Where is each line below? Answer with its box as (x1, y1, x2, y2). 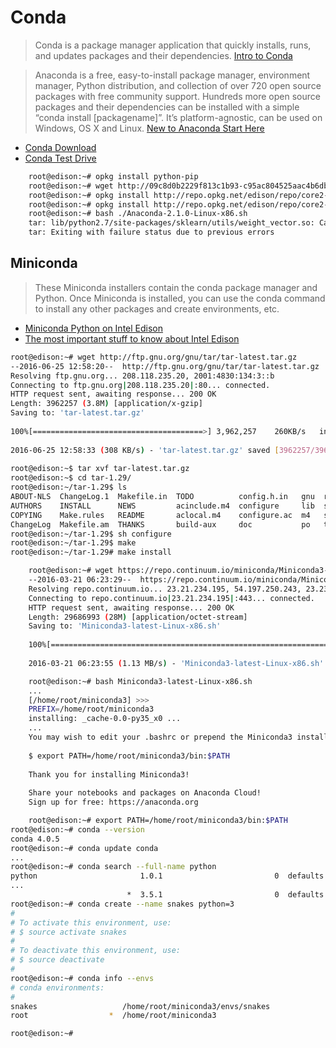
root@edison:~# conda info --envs (10, 973, 155, 983)
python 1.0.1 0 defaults (10, 871, 325, 881)
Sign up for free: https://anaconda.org (28, 797, 199, 808)
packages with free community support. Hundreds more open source (34, 90, 321, 102)
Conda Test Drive (24, 152, 97, 164)
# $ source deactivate (10, 955, 105, 965)
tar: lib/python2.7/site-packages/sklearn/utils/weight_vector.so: (28, 218, 315, 228)
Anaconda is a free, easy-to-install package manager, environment (34, 69, 311, 81)
